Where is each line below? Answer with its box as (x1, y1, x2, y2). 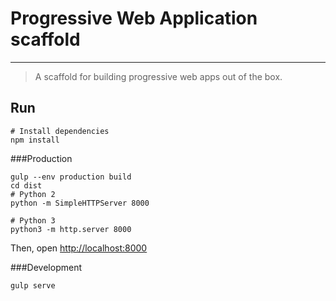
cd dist (10, 180, 43, 191)
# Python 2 (10, 189, 56, 199)
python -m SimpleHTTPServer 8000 (10, 198, 150, 208)
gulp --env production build (10, 172, 132, 182)
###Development (10, 261, 82, 273)
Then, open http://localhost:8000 (10, 242, 148, 254)
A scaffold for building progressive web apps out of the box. (34, 70, 283, 82)
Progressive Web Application (10, 7, 258, 30)
